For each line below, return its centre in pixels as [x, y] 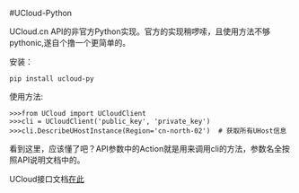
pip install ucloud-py [52, 79]
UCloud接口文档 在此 [47, 179]
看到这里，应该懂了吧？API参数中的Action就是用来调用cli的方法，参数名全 [146, 149]
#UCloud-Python [41, 13]
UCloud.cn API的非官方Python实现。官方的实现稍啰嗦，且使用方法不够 [140, 31]
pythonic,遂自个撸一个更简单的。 [70, 43]
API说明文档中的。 [51, 160]
